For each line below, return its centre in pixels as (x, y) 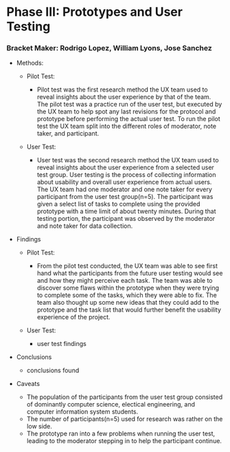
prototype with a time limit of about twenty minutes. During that (127, 211)
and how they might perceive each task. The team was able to (125, 281)
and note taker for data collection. (85, 226)
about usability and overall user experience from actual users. (124, 182)
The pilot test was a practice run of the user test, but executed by (129, 105)
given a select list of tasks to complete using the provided (118, 204)
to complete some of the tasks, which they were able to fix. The (127, 295)
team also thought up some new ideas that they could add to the (128, 303)
